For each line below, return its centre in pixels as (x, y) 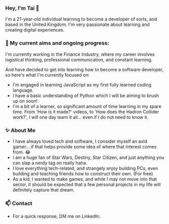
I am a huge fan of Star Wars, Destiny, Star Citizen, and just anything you (88, 157)
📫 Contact (19, 203)
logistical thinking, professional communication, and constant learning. (79, 59)
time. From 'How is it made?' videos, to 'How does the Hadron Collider (86, 112)
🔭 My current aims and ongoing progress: (57, 43)
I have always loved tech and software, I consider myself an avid (80, 141)
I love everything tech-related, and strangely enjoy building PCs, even (85, 168)
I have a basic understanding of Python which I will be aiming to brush (86, 95)
